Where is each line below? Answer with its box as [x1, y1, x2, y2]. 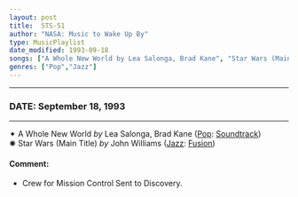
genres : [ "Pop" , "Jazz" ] [9, 63, 98, 72]
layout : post [9, 12, 58, 22]
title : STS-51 [9, 21, 66, 30]
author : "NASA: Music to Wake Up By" [9, 29, 149, 38]
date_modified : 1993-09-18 [9, 46, 109, 55]
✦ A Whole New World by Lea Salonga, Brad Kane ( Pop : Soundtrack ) [9, 129, 262, 139]
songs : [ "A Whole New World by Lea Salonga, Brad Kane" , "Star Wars [9, 54, 268, 63]
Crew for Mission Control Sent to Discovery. [21, 178, 184, 189]
